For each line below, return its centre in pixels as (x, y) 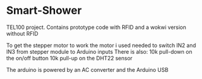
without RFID (22, 33)
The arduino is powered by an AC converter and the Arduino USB (87, 69)
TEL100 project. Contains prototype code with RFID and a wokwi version (96, 27)
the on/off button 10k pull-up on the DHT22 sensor (70, 58)
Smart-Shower (44, 11)
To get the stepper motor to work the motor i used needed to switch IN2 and (101, 45)
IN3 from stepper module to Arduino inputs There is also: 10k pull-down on (99, 51)
